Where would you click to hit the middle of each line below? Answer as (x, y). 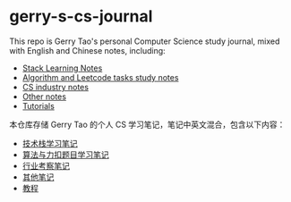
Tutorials (39, 105)
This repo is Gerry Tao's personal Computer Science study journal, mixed (145, 41)
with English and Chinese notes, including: (87, 50)
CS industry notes (56, 87)
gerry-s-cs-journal (81, 17)
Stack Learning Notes (62, 68)
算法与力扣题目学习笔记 (65, 155)
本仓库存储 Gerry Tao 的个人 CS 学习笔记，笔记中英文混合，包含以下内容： (147, 124)
